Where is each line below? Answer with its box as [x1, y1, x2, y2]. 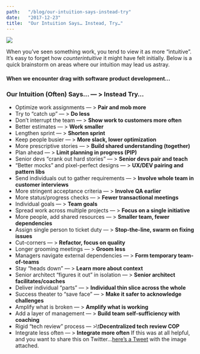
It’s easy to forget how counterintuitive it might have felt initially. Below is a [6, 55, 192, 62]
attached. [15, 342, 39, 349]
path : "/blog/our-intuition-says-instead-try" [6, 8, 132, 15]
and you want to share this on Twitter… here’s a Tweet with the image [15, 336, 187, 343]
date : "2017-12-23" [6, 15, 61, 21]
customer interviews [15, 181, 69, 189]
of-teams [15, 258, 39, 265]
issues [15, 233, 33, 240]
